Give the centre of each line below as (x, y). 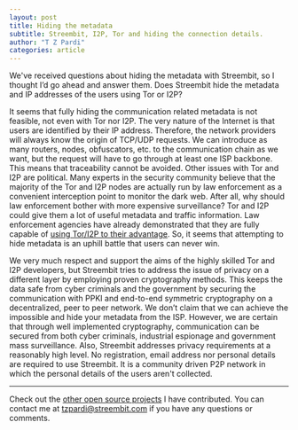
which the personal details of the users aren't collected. (111, 374)
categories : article (47, 51)
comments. (30, 418)
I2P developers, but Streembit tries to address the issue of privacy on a (139, 270)
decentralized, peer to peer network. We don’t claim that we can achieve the (149, 308)
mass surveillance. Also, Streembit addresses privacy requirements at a (140, 346)
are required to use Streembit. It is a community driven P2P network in (137, 364)
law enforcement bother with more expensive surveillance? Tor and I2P (139, 206)
